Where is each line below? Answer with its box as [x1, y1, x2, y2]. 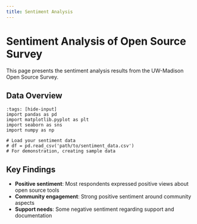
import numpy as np [6, 127, 55, 133]
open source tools [14, 186, 60, 194]
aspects [14, 200, 35, 207]
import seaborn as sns [6, 122, 62, 128]
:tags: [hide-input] [6, 106, 58, 112]
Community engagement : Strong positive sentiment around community [14, 193, 192, 200]
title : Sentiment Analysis [6, 8, 73, 15]
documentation [14, 212, 52, 219]
